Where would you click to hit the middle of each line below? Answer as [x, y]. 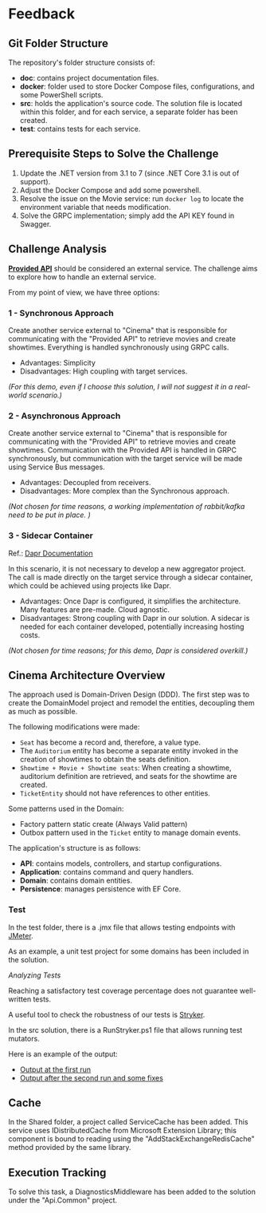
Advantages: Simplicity [57, 362]
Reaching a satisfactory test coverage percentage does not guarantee [123, 990]
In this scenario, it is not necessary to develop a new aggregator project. [127, 568]
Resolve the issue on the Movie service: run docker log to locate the [132, 198]
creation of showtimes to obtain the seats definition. [105, 760]
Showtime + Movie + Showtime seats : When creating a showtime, [125, 768]
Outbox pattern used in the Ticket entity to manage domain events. [130, 833]
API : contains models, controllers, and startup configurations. [121, 863]
